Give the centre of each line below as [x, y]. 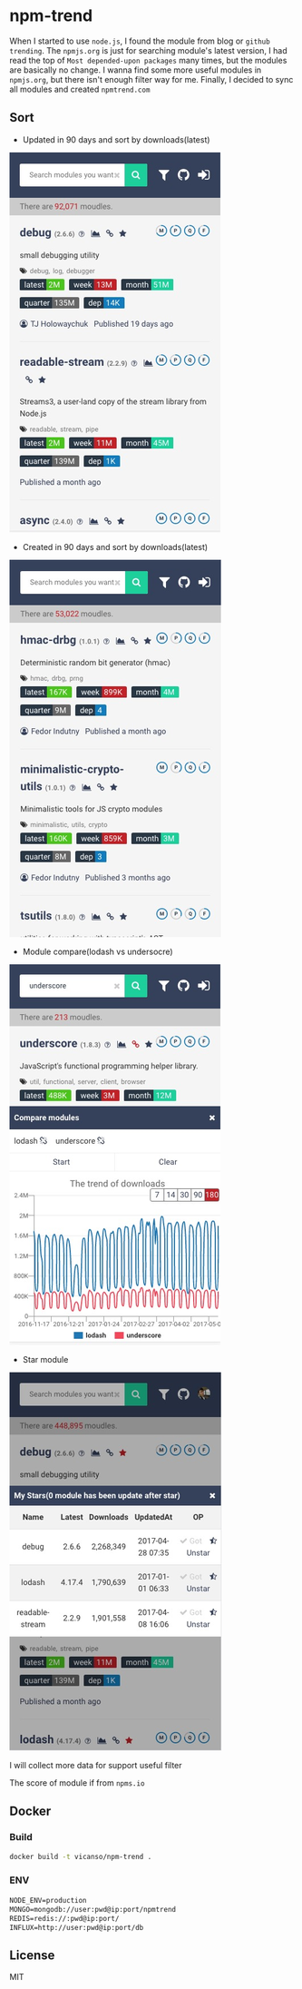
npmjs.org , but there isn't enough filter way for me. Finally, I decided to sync [151, 79]
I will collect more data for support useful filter [96, 1765]
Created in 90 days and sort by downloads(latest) [115, 546]
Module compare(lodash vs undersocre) [98, 951]
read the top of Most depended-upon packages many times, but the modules [148, 60]
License [32, 1955]
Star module [45, 1359]
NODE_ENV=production [49, 1900]
